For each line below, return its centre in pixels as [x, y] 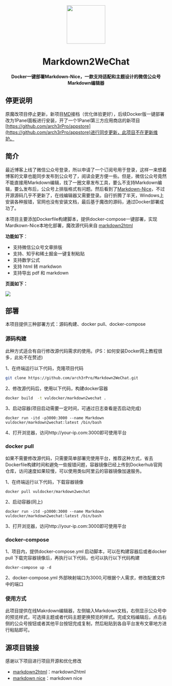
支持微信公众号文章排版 [37, 247]
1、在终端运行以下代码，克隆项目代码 [44, 368]
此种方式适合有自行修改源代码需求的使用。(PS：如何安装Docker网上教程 [82, 351]
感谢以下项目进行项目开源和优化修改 [44, 661]
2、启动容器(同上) [24, 502]
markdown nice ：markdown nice [48, 678]
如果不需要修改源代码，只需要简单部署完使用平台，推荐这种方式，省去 [79, 458]
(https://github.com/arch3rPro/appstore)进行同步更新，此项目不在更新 [79, 132]
